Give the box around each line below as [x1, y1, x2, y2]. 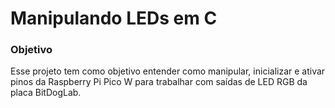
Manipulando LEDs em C [10, 7, 218, 30]
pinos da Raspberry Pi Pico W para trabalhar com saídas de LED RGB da [10, 76, 308, 88]
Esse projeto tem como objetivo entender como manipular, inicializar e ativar [10, 65, 326, 77]
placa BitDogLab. [10, 87, 82, 99]
